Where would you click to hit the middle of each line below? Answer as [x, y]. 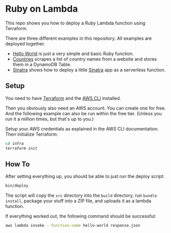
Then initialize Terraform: [32, 134]
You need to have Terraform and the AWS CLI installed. [63, 98]
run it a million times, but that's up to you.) [50, 119]
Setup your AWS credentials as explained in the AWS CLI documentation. [82, 128]
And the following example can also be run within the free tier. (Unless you [83, 113]
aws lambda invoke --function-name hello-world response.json [73, 226]
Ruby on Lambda [42, 9]
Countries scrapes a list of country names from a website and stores [85, 59]
